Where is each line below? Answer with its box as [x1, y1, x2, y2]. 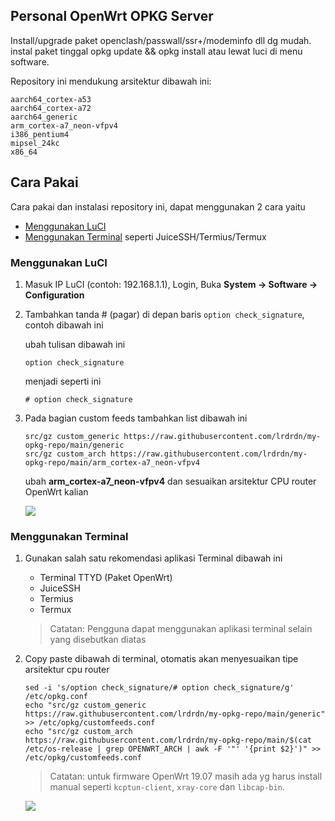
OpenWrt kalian [24, 485, 89, 498]
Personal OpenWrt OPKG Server [10, 8, 214, 25]
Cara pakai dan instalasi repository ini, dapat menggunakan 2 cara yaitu [10, 200, 306, 213]
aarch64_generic [10, 112, 78, 122]
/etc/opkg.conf [24, 692, 89, 702]
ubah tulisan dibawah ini [24, 338, 126, 350]
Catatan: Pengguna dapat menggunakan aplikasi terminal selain [49, 623, 313, 635]
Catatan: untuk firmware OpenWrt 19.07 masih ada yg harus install [49, 770, 323, 783]
